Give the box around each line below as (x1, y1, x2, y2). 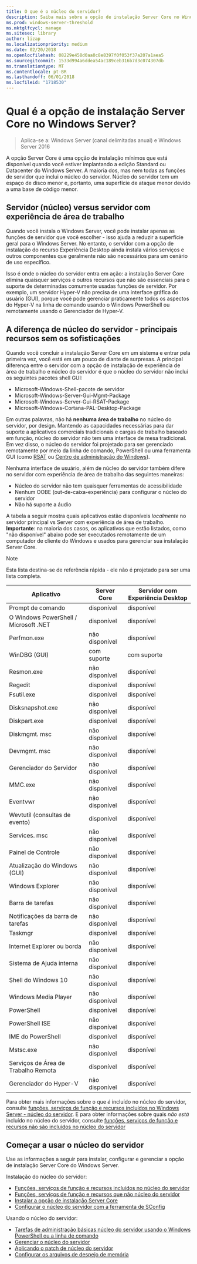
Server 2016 (20, 143, 50, 150)
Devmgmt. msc (9, 747, 51, 755)
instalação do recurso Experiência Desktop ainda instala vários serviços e (6, 246, 185, 253)
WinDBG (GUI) (9, 650, 49, 658)
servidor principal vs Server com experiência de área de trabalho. (6, 518, 165, 526)
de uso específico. (6, 258, 51, 265)
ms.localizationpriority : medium (6, 42, 88, 48)
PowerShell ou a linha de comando (14, 1232, 98, 1239)
